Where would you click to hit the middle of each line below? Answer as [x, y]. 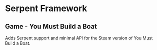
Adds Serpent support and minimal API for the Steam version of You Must [79, 38]
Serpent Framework [46, 8]
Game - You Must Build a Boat [51, 26]
